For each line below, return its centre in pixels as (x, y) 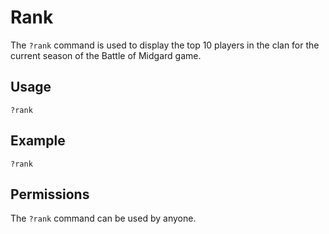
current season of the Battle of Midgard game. (106, 55)
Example (38, 141)
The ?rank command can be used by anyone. (103, 218)
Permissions (50, 194)
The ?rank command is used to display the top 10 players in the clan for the (165, 45)
